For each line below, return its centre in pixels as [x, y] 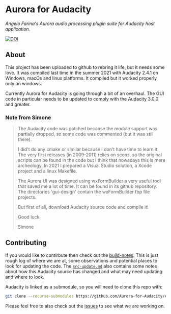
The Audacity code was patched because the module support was [88, 129]
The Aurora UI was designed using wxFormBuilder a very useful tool [89, 181]
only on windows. [24, 83]
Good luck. [29, 217]
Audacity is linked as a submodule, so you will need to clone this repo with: [84, 286]
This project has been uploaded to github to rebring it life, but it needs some [85, 67]
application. [18, 29]
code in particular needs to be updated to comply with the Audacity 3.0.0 [82, 99]
